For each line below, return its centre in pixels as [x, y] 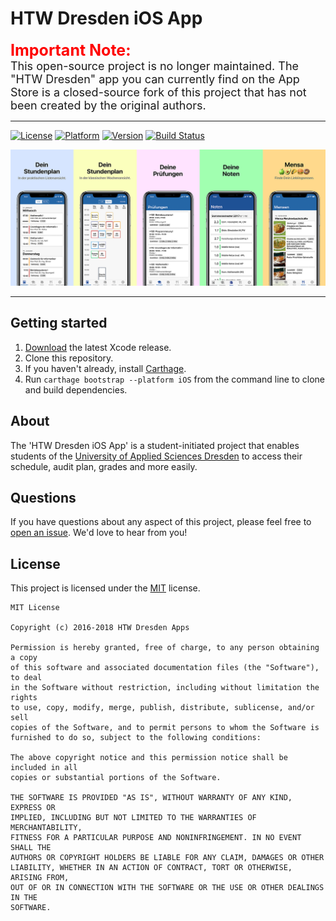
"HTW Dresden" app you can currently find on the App [155, 79]
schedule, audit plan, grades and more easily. [104, 466]
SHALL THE [31, 848]
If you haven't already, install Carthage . [105, 368]
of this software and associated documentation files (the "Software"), [165, 668]
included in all [44, 768]
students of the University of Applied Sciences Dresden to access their [156, 456]
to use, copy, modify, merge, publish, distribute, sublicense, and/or [162, 708]
